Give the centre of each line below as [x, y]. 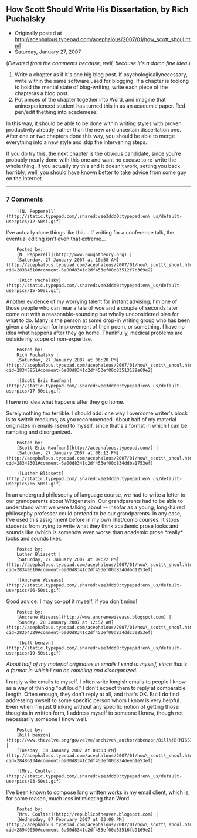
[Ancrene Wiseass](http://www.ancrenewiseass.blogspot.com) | [94, 617]
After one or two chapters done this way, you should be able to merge [91, 136]
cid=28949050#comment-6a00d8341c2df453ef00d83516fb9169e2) [80, 830]
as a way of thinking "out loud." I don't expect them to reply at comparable [96, 688]
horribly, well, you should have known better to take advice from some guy [96, 172]
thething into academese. [67, 112]
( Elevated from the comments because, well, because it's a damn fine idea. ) [98, 63]
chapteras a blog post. [42, 93]
